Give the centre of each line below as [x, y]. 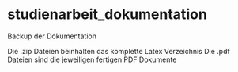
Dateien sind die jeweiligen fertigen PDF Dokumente [92, 59]
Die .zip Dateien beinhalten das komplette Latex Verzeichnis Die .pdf [119, 51]
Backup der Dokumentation [52, 36]
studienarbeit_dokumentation [107, 14]
